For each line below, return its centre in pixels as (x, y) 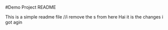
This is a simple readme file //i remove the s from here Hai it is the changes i (84, 17)
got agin (14, 22)
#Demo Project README (31, 7)
